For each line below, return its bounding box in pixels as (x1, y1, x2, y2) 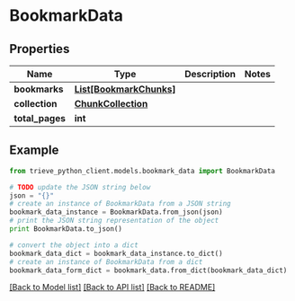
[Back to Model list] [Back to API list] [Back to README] (9, 282, 216, 293)
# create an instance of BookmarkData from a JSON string (9, 199, 231, 208)
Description (183, 68, 237, 80)
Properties (9, 41, 70, 57)
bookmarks (13, 83, 64, 95)
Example (9, 143, 59, 158)
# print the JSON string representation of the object (9, 217, 219, 226)
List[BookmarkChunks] (74, 83, 176, 95)
